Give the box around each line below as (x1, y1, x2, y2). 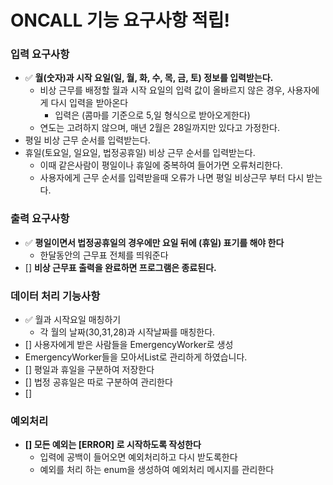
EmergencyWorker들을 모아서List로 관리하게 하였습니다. (24, 351, 248, 363)
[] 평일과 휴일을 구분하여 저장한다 (24, 364, 155, 376)
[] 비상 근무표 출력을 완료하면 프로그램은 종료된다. (24, 261, 217, 273)
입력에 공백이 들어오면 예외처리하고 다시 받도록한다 (39, 451, 238, 463)
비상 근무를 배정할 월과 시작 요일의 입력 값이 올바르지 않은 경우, (39, 84, 285, 96)
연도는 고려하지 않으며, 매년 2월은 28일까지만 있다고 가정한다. (39, 122, 280, 134)
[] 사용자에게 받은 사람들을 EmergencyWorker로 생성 (24, 339, 234, 351)
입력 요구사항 (10, 47, 70, 61)
